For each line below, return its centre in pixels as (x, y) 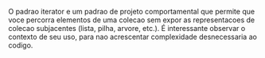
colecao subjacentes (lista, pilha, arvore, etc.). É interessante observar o (127, 28)
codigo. (21, 45)
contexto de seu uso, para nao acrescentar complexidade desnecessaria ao (132, 37)
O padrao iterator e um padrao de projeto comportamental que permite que (132, 12)
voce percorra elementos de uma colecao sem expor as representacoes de (132, 20)
